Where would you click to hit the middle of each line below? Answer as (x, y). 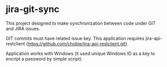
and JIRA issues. (23, 28)
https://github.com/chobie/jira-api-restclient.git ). (78, 43)
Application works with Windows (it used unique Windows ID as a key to (80, 53)
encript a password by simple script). (44, 58)
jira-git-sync (33, 9)
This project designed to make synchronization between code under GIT (81, 23)
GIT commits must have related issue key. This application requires (75, 38)
